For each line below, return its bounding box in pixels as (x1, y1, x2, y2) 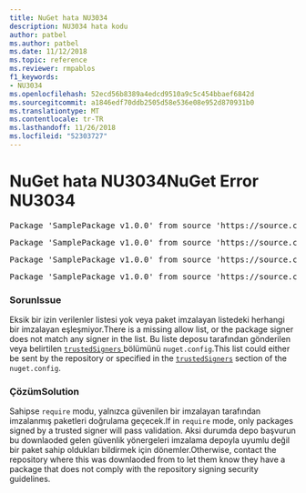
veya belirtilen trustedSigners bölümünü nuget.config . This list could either (9, 343, 291, 355)
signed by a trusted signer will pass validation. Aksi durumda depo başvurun (9, 425, 296, 437)
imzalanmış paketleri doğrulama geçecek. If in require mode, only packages (9, 416, 294, 427)
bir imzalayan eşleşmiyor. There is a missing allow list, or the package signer (9, 324, 294, 335)
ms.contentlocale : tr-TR (9, 115, 104, 124)
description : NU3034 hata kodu (9, 22, 128, 31)
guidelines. (9, 474, 51, 485)
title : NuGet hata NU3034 (9, 13, 107, 23)
